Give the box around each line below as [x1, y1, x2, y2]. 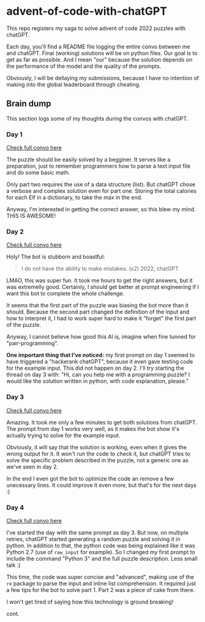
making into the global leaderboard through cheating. [6, 81, 141, 88]
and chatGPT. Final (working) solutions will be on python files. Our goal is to [6, 49, 198, 56]
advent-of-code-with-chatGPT [6, 4, 167, 18]
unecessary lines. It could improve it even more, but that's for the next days [6, 481, 197, 489]
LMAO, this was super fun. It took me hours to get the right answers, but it [6, 277, 193, 284]
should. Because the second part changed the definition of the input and [6, 308, 190, 316]
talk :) [6, 561, 21, 569]
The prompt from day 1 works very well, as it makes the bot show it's [6, 425, 179, 432]
